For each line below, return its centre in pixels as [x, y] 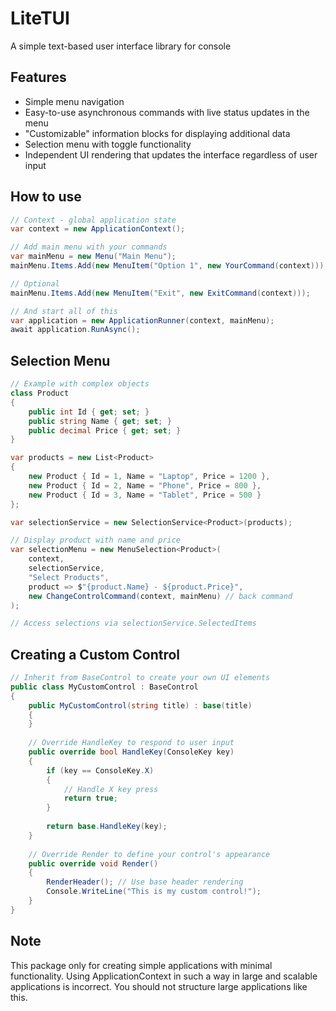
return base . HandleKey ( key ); [107, 827]
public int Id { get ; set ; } [89, 412]
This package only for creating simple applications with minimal [141, 965]
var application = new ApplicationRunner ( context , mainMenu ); [142, 320]
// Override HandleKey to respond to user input [131, 743]
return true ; [90, 798]
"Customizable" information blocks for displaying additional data [157, 133]
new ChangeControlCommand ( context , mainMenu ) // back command [160, 596]
